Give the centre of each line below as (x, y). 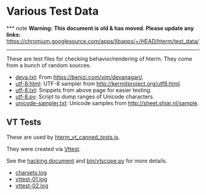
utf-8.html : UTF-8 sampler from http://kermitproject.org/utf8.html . (98, 83)
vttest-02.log (32, 185)
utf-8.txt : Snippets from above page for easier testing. (83, 90)
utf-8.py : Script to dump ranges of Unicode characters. (85, 97)
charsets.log (31, 172)
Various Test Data (53, 11)
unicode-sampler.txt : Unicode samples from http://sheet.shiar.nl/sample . (107, 103)
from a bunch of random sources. (49, 65)
